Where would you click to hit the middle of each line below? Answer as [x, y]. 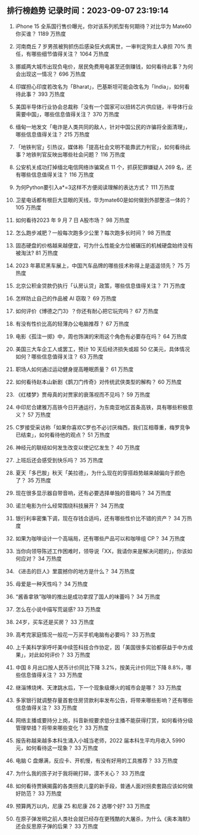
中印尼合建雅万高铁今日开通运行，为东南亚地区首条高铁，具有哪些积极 [102, 407]
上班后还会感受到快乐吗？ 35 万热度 [59, 460]
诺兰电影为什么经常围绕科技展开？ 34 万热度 [70, 505]
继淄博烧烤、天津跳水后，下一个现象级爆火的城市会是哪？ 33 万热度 [98, 687]
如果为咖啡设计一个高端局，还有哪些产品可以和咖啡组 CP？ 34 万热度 [100, 538]
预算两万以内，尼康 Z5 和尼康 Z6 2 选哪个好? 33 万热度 [83, 806]
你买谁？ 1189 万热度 [41, 33]
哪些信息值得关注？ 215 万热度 [52, 134]
